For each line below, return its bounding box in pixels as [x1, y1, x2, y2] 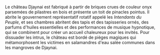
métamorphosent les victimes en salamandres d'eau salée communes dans [5, 40, 155, 45]
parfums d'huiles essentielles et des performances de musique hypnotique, [5, 24, 156, 30]
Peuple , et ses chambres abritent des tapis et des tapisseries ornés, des [5, 19, 149, 25]
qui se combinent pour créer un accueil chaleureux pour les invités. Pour [5, 30, 150, 35]
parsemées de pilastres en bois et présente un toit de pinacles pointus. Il [5, 9, 150, 15]
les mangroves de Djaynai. [5, 45, 58, 50]
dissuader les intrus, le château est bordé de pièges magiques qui [5, 34, 136, 40]
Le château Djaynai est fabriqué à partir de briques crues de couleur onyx [5, 4, 152, 10]
